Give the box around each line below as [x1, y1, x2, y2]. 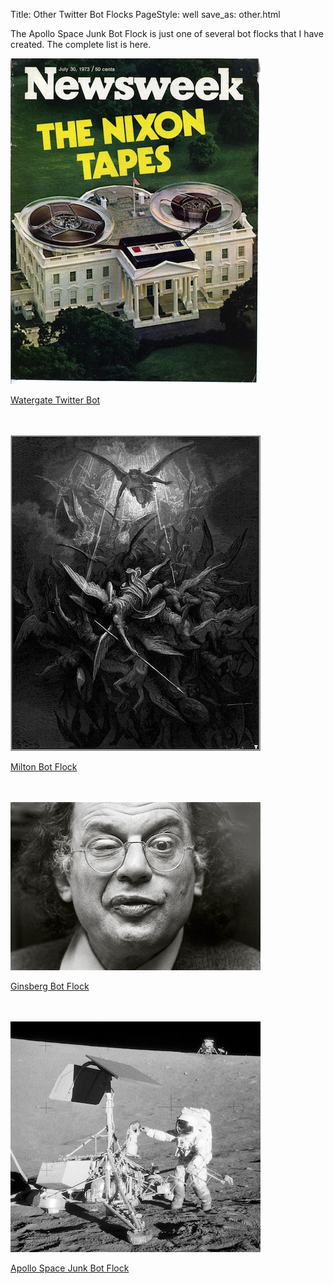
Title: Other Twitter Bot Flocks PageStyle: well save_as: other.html [10, 9, 281, 20]
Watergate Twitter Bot [10, 394, 101, 406]
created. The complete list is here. [10, 39, 152, 50]
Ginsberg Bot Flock [10, 980, 90, 992]
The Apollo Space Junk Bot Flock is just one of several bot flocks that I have [10, 28, 324, 39]
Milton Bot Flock [10, 761, 78, 773]
